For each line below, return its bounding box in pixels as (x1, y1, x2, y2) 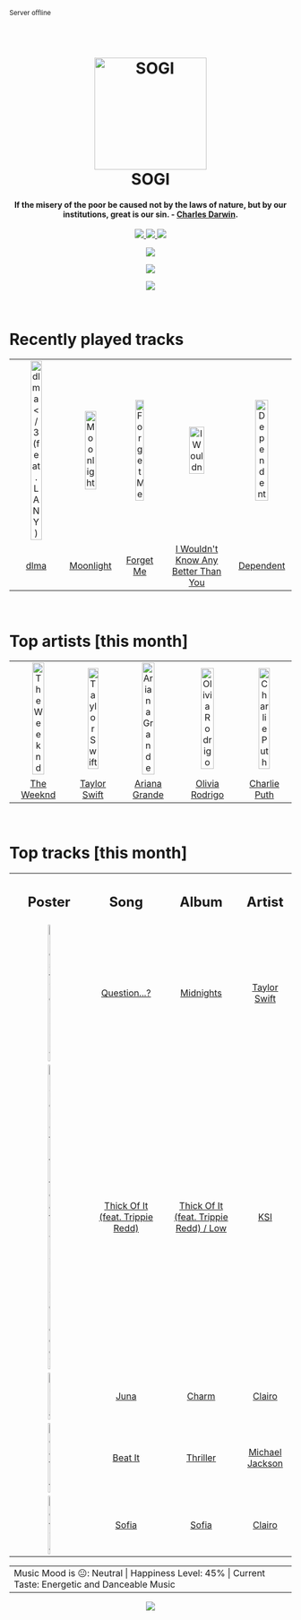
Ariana (133, 778, 163, 790)
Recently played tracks (9, 329, 185, 349)
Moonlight (69, 560, 112, 573)
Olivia (195, 778, 219, 790)
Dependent (238, 560, 286, 573)
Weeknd (21, 788, 56, 801)
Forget (125, 554, 154, 566)
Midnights (180, 987, 222, 999)
